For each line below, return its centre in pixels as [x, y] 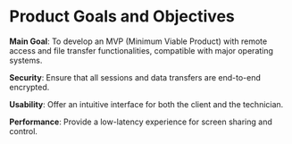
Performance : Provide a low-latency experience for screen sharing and [141, 122]
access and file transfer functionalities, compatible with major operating [142, 50]
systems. [26, 60]
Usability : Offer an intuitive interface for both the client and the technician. [146, 104]
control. [24, 131]
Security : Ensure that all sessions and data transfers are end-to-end [135, 77]
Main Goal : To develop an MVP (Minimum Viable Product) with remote [138, 41]
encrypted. [29, 87]
